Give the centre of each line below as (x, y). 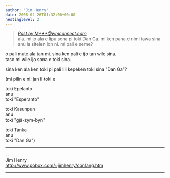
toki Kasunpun (20, 109)
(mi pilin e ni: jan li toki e (30, 79)
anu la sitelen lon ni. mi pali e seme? (55, 44)
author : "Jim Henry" (27, 10)
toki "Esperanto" (22, 99)
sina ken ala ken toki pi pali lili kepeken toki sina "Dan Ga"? (66, 69)
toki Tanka (16, 130)
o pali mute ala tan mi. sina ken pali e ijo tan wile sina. (61, 54)
